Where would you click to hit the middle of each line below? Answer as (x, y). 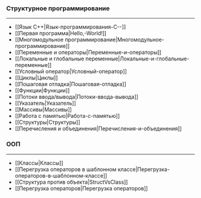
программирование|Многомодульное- (115, 39)
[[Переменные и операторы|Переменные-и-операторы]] (88, 53)
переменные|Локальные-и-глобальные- (138, 59)
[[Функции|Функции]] (42, 90)
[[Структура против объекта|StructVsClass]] (71, 182)
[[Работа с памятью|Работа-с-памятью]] (67, 116)
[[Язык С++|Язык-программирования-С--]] (70, 27)
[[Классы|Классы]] (39, 163)
